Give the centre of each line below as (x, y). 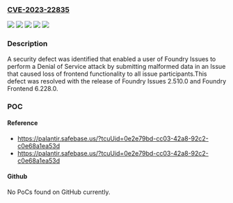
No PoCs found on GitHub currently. (59, 192)
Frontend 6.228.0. (33, 88)
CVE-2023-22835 (39, 10)
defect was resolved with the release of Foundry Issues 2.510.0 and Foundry (117, 81)
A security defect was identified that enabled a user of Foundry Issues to (112, 59)
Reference (23, 123)
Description (27, 44)
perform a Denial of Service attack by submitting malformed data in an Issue (116, 66)
